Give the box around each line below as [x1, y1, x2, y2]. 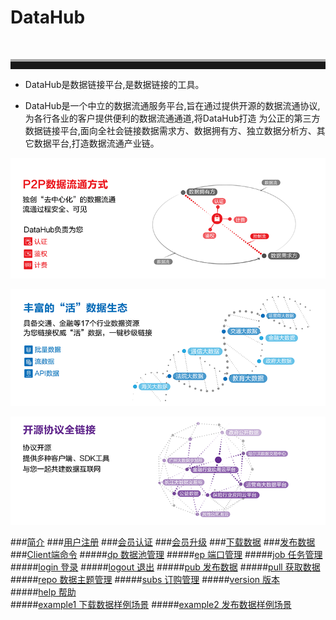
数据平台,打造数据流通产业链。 [33, 137, 160, 149]
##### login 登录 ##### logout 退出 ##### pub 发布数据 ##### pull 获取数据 [10, 561, 321, 573]
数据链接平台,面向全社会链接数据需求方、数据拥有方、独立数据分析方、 [24, 124, 317, 136]
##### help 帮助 [10, 586, 77, 598]
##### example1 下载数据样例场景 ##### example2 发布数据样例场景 [10, 599, 292, 611]
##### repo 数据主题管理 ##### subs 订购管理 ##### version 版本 [10, 574, 281, 586]
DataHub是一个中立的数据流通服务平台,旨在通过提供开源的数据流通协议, [24, 99, 321, 111]
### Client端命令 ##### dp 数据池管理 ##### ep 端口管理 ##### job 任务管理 [10, 549, 323, 561]
